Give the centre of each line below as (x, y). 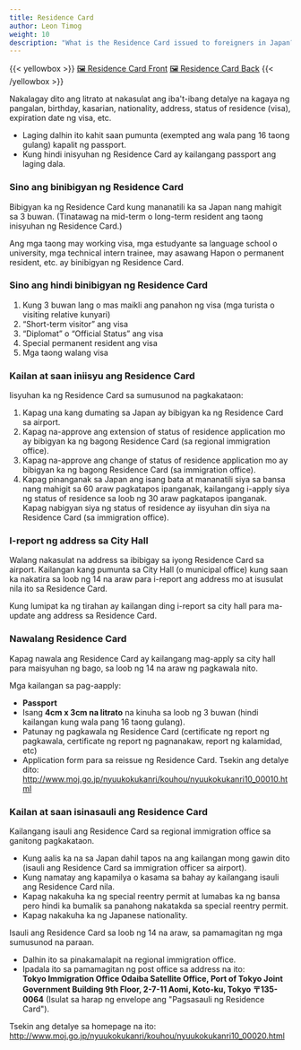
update (22, 616)
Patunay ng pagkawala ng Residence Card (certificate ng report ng (146, 731)
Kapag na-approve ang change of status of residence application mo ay (155, 460)
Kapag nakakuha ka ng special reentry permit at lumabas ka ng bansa (151, 897)
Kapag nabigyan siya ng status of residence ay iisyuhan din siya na (146, 508)
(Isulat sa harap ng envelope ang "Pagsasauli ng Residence (155, 1000)
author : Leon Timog (46, 26)
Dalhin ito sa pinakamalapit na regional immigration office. (129, 959)
